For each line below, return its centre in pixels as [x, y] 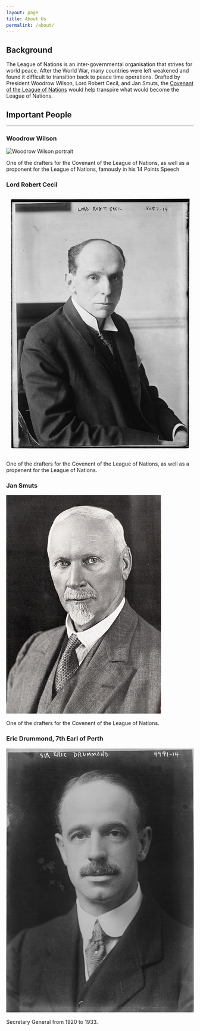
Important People [39, 115]
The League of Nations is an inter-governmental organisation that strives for [99, 64]
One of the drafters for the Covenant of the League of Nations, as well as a [98, 163]
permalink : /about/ [30, 25]
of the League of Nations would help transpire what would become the [93, 90]
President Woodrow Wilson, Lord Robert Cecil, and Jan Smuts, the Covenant [100, 83]
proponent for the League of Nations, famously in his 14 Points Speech [93, 169]
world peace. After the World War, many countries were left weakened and [98, 71]
